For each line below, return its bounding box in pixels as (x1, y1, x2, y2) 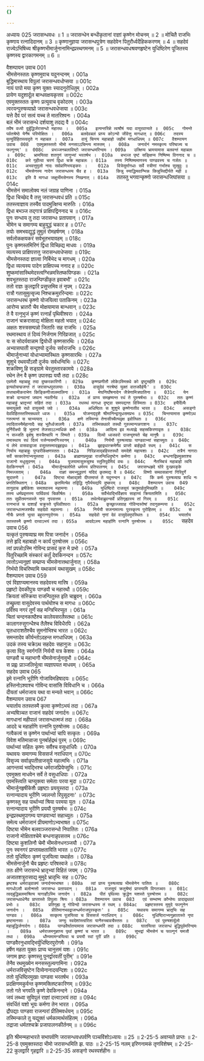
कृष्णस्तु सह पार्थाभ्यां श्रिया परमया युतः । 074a (6, 798, 95, 805)
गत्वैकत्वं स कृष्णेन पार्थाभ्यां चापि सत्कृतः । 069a (6, 729, 100, 737)
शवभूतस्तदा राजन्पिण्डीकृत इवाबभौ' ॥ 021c (6, 275, 90, 283)
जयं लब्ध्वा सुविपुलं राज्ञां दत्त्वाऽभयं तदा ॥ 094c (6, 993, 97, 1001)
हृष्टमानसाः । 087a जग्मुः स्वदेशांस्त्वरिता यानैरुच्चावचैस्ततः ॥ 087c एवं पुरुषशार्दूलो (6, 917, 180, 923)
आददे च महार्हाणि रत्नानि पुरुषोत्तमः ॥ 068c (6, 722, 90, 730)
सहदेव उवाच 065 (6, 668, 41, 675)
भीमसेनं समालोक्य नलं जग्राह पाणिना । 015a (6, 186, 92, 194)
